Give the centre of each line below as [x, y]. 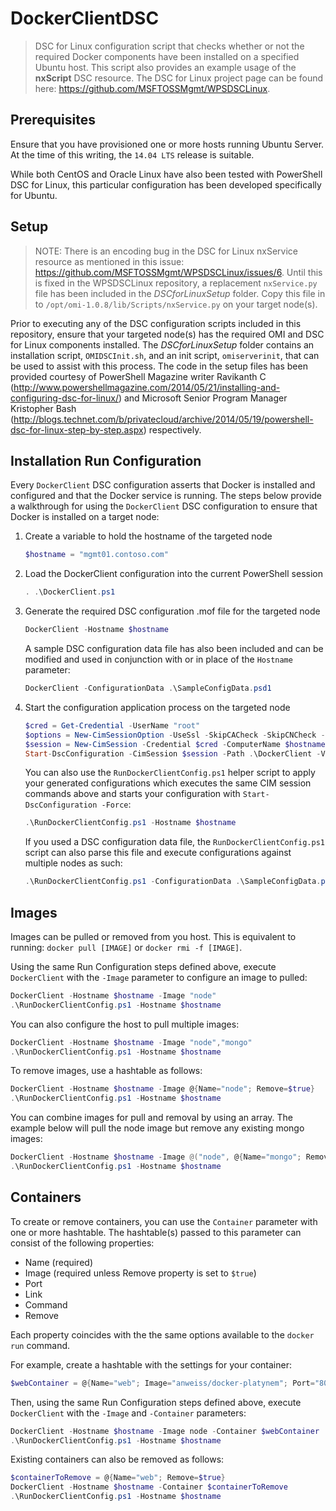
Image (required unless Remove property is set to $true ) [140, 1273]
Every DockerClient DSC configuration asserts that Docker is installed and [163, 485]
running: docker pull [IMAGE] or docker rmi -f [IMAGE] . [126, 947]
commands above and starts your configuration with [132, 794]
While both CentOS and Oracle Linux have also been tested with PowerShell [166, 174]
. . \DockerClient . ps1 [70, 592]
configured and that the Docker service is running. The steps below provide [166, 496]
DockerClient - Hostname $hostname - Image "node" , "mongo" [131, 1042]
